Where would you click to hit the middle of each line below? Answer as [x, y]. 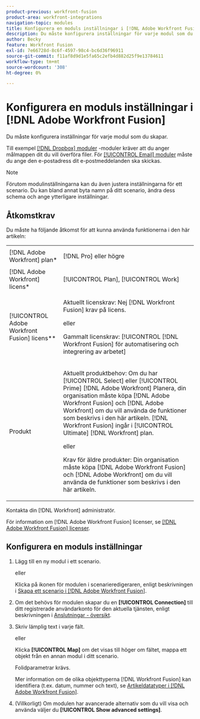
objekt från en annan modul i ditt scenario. [67, 656]
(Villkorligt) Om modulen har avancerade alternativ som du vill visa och [101, 703]
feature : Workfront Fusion [40, 45]
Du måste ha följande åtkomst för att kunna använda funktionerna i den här [98, 230]
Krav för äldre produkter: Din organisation [121, 460]
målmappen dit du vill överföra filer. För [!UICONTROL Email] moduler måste [99, 155]
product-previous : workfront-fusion [51, 12]
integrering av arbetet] [94, 351]
